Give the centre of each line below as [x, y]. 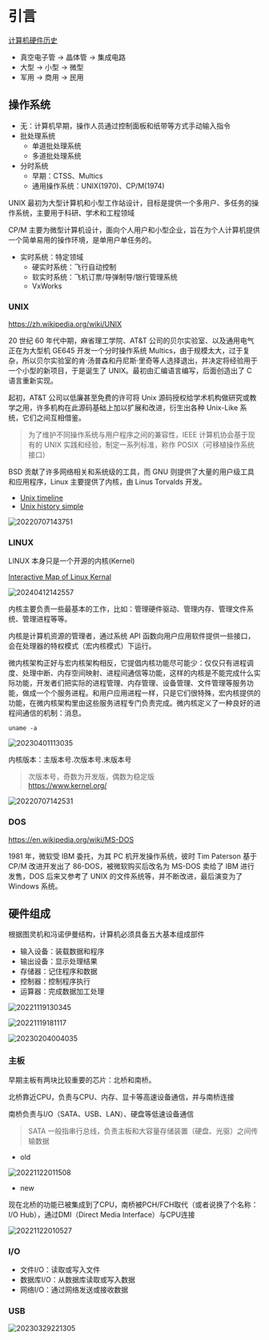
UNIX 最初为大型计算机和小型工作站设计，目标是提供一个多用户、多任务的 [130, 203]
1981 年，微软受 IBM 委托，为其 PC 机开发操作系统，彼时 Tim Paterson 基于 [133, 856]
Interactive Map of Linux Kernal [60, 577]
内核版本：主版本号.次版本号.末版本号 [70, 760]
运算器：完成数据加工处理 [62, 992]
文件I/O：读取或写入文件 [60, 1270]
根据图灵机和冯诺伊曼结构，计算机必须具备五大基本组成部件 [106, 935]
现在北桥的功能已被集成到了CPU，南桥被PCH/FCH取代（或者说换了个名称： [133, 1204]
